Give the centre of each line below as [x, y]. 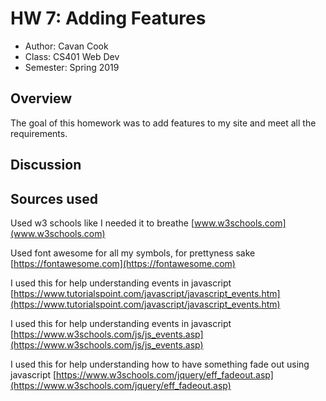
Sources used [54, 198]
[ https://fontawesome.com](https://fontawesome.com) [123, 263]
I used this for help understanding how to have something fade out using [160, 364]
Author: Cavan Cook [66, 46]
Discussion [46, 165]
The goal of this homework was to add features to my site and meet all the [163, 123]
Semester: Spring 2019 [72, 67]
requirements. [39, 133]
